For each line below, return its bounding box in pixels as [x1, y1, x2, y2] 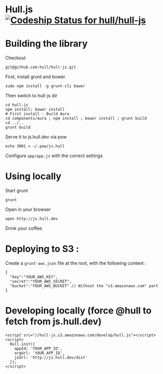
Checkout [5, 55, 26, 61]
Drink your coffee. [5, 225, 43, 231]
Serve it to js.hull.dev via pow [5, 134, 67, 140]
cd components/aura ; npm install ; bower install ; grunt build [5, 116, 147, 121]
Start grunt [5, 188, 28, 194]
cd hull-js [5, 102, 29, 108]
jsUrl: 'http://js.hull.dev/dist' [14, 355, 88, 360]
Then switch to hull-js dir [5, 93, 58, 99]
